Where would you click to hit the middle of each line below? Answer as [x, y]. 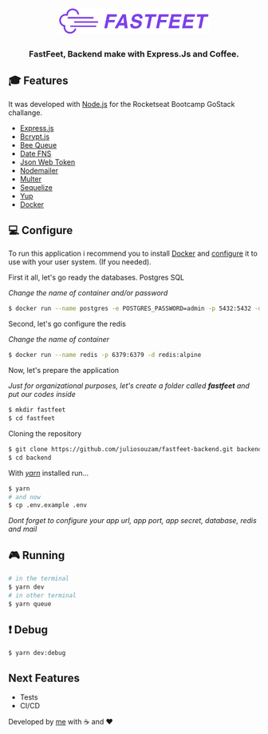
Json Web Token [47, 162]
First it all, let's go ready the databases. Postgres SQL [97, 278]
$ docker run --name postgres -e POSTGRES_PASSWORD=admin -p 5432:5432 [130, 309]
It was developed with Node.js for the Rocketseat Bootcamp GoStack [122, 104]
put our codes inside [42, 395]
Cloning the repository [45, 433]
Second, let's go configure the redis [67, 324]
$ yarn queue [30, 604]
